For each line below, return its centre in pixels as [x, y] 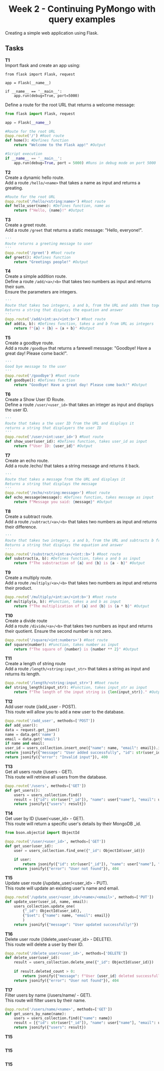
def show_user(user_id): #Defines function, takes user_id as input [76, 442]
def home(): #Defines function [37, 140]
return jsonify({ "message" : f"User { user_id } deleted [78, 976]
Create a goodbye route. [30, 343]
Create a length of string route [35, 664]
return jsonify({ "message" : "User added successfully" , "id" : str [74, 753]
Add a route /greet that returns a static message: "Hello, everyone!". [74, 230]
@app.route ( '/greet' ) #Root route [40, 253]
